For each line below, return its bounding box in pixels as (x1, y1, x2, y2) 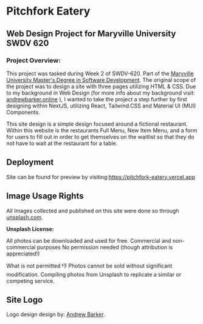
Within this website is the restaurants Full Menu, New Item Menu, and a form (6, 126, 198, 134)
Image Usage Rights (6, 191, 84, 201)
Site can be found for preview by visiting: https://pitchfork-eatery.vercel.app (6, 173, 196, 180)
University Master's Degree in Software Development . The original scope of (6, 76, 196, 83)
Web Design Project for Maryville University (6, 29, 176, 39)
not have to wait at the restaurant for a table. (6, 140, 118, 147)
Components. (6, 108, 41, 116)
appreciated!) (6, 250, 40, 257)
